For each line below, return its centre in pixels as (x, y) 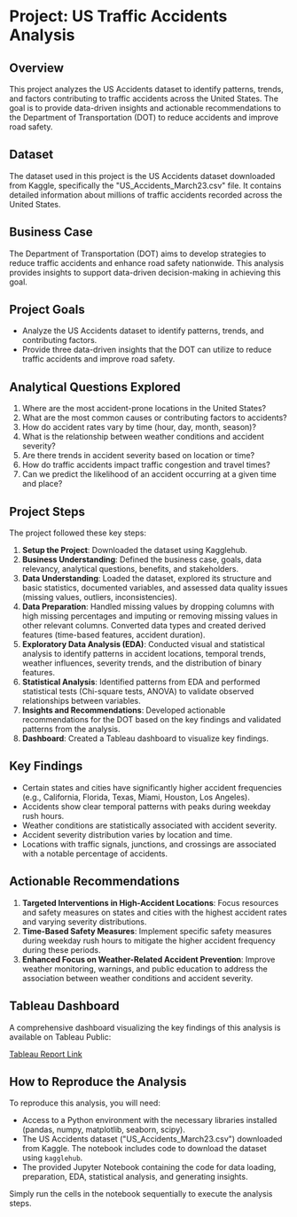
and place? (42, 484)
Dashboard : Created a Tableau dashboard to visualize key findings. (145, 738)
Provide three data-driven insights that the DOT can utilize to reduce (147, 350)
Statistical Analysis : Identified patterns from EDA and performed (141, 682)
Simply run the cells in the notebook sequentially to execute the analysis (141, 1194)
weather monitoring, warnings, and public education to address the (145, 969)
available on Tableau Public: (60, 1037)
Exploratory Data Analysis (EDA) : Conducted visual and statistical (144, 644)
